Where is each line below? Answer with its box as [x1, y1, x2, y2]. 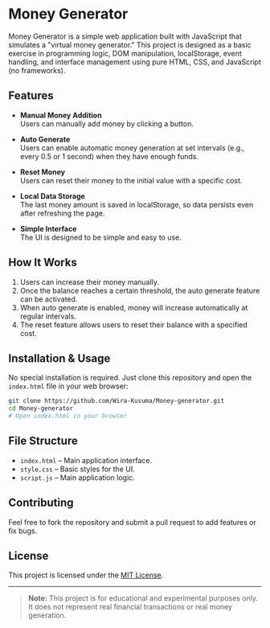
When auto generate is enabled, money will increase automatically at [19, 302, 248, 312]
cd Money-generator [8, 404, 74, 413]
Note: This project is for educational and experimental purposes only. [27, 593, 259, 603]
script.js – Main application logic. [19, 472, 135, 482]
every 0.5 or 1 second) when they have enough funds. [19, 151, 199, 161]
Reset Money [19, 166, 66, 177]
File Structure [8, 434, 78, 448]
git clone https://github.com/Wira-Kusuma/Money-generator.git [8, 397, 225, 405]
